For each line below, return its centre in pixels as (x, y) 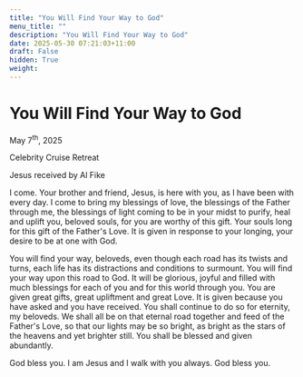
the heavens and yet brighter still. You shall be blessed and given (131, 336)
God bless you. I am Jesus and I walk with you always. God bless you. (140, 363)
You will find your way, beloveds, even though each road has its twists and (149, 259)
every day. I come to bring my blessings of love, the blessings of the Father (150, 203)
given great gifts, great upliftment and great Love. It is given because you (146, 297)
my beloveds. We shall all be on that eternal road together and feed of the (147, 317)
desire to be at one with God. (64, 241)
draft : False (34, 52)
